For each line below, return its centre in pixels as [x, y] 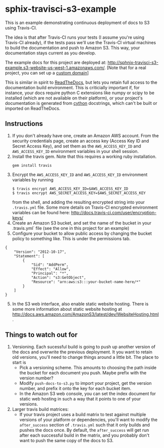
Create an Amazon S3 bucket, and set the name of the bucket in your [82, 223]
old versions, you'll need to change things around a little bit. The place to [85, 357]
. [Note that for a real [125, 68]
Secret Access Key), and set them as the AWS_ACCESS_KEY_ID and [77, 146]
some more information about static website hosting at [67, 309]
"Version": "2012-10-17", [40, 252]
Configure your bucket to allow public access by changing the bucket [82, 233]
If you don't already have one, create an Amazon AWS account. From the [85, 135]
